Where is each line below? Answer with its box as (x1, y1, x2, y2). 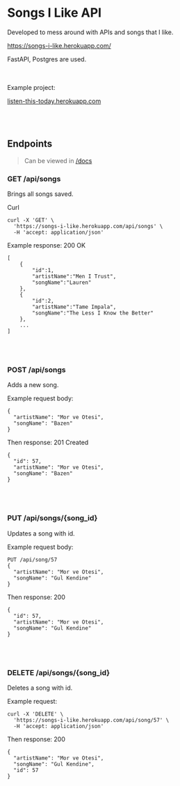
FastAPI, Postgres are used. (7, 54, 87, 63)
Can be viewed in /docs (24, 156, 92, 165)
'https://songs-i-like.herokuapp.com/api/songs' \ (13, 223, 163, 230)
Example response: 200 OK (7, 241, 85, 250)
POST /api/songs (7, 365, 66, 375)
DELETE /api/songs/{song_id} (7, 667, 110, 677)
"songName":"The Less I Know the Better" (32, 310, 154, 317)
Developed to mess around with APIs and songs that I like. (7, 28, 174, 36)
